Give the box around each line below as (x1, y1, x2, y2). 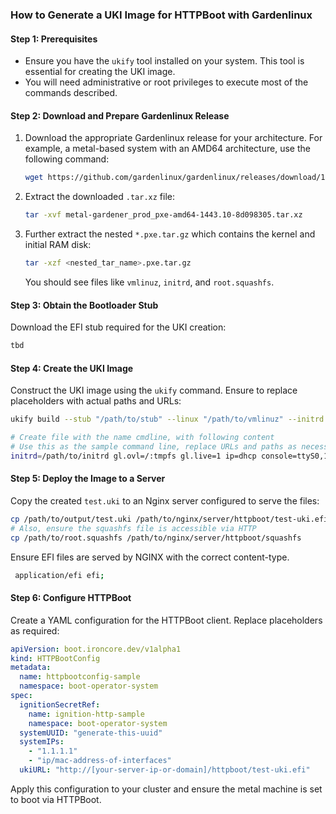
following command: (24, 153, 110, 165)
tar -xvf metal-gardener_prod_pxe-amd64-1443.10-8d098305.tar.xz (24, 210, 303, 220)
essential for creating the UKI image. (24, 66, 176, 78)
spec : (10, 691, 33, 701)
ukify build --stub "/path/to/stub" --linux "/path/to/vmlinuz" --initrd (10, 414, 325, 425)
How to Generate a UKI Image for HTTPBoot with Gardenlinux (10, 8, 313, 22)
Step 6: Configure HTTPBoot (10, 592, 132, 604)
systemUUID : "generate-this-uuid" (19, 728, 163, 738)
